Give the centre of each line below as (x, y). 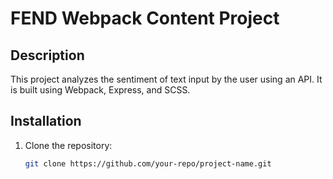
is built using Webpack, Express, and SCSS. (100, 90)
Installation (46, 121)
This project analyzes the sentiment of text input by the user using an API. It (166, 79)
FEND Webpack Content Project (145, 18)
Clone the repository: (68, 145)
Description (47, 55)
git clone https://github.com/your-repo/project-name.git (148, 163)
